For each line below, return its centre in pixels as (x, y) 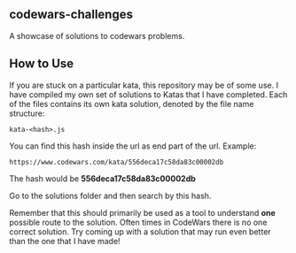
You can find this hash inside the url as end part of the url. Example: (133, 146)
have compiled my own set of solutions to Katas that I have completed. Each (148, 94)
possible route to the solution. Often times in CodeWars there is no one (138, 222)
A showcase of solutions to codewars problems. (97, 35)
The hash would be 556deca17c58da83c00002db (103, 178)
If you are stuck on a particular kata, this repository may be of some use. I (144, 85)
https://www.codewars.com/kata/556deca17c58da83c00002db (117, 162)
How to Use (42, 64)
